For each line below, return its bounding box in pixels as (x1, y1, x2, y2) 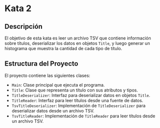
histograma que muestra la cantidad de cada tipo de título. (4, 46, 122, 51)
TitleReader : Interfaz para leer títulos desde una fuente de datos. (11, 97, 143, 103)
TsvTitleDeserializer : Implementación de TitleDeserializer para (11, 103, 146, 109)
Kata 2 (4, 3, 32, 14)
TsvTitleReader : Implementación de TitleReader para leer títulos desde (11, 113, 156, 119)
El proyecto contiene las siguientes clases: (4, 73, 91, 78)
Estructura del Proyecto (4, 59, 79, 68)
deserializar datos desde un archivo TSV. (11, 108, 95, 113)
